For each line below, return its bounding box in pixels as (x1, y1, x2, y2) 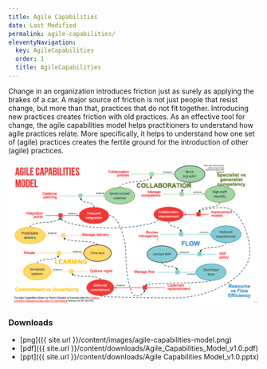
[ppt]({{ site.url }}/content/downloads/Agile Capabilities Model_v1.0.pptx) (19, 352, 259, 362)
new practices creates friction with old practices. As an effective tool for (8, 112, 245, 121)
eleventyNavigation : (8, 38, 77, 46)
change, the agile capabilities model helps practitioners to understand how (8, 120, 253, 129)
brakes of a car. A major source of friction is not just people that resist (8, 94, 238, 104)
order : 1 (15, 55, 45, 63)
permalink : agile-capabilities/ (8, 30, 116, 38)
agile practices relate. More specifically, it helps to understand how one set (8, 129, 255, 138)
